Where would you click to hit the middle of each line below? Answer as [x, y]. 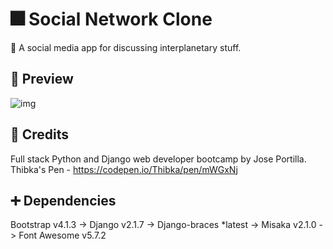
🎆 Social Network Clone [111, 19]
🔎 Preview [42, 79]
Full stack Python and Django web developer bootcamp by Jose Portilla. [158, 159]
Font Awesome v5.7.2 [62, 235]
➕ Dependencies [63, 200]
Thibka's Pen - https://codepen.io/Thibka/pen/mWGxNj [124, 169]
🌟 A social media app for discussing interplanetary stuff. [126, 47]
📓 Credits [40, 134]
